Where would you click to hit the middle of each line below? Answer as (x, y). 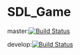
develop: (20, 44)
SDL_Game (39, 12)
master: (18, 31)
